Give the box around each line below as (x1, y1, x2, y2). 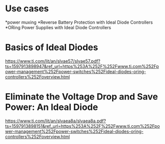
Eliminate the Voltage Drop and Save (5, 91, 158, 103)
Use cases (5, 3, 49, 14)
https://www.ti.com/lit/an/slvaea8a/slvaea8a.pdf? (5, 118, 107, 124)
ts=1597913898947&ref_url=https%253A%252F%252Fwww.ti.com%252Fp (5, 63, 160, 69)
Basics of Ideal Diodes (5, 42, 98, 53)
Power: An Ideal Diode (5, 102, 98, 113)
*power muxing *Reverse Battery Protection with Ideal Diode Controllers (5, 19, 153, 25)
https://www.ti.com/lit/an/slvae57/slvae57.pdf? (5, 58, 101, 64)
